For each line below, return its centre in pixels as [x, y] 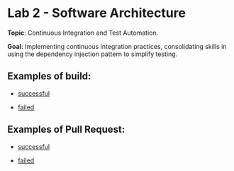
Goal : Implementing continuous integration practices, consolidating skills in [117, 46]
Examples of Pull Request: [66, 129]
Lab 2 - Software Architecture [97, 13]
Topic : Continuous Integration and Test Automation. [83, 33]
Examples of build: [49, 76]
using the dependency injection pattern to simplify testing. [93, 54]
